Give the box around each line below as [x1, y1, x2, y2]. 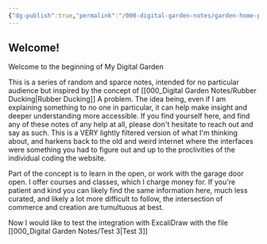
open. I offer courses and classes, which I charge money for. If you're [8, 177, 236, 187]
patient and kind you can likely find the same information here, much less [8, 186, 248, 196]
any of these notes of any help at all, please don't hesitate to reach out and [8, 120, 253, 130]
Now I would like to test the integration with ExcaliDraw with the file [8, 218, 229, 227]
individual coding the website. [8, 153, 106, 163]
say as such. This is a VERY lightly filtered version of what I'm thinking [8, 128, 238, 137]
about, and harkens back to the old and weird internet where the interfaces [8, 137, 254, 146]
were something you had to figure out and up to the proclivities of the [8, 145, 236, 155]
